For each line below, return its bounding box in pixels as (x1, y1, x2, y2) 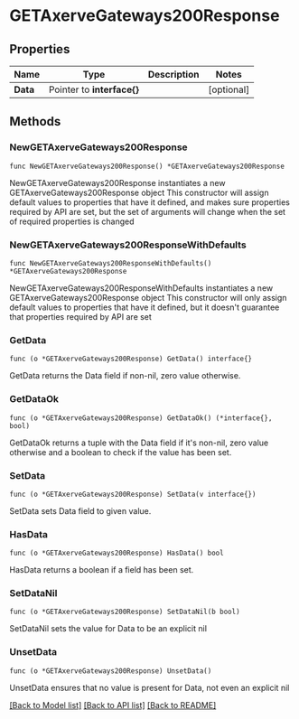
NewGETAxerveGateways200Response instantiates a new (9, 177, 226, 188)
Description (147, 69, 200, 80)
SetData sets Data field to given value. (9, 505, 152, 516)
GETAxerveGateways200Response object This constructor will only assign (9, 292, 287, 303)
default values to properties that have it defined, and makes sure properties (9, 196, 291, 208)
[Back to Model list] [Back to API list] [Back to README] (9, 699, 217, 710)
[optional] (207, 83, 250, 96)
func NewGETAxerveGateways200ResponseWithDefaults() (9, 258, 212, 267)
